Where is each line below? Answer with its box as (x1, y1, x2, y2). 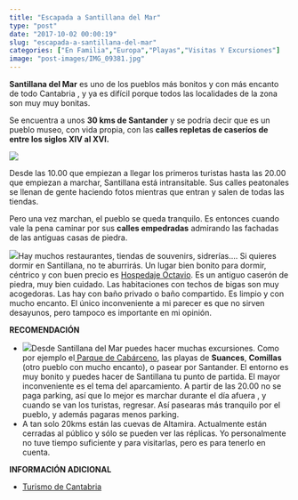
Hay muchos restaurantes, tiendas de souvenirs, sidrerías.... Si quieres (18, 251, 278, 261)
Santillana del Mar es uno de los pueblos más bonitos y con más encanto (9, 79, 279, 89)
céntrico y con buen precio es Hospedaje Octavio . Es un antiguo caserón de (9, 270, 289, 280)
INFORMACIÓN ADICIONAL (9, 464, 112, 474)
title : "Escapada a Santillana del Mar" (9, 12, 162, 22)
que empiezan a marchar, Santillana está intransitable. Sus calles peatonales (9, 177, 289, 188)
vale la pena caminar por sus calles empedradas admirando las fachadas (9, 223, 279, 233)
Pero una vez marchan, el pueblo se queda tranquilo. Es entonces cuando (9, 214, 280, 223)
